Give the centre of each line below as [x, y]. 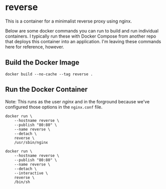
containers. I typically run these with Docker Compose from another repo [81, 36]
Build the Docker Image [42, 62]
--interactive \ [31, 173]
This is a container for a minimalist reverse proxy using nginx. [68, 21]
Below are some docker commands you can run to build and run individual [82, 31]
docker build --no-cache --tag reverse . [49, 74]
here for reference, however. [35, 47]
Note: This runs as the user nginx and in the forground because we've [77, 101]
